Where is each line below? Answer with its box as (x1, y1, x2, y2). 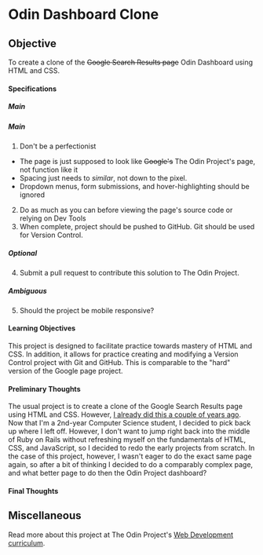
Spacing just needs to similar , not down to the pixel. (19, 173, 188, 182)
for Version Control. (19, 230, 84, 239)
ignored (19, 190, 46, 199)
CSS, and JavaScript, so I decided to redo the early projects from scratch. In (8, 444, 255, 453)
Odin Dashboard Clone (8, 5, 159, 24)
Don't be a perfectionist (19, 141, 97, 151)
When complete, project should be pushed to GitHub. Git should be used (19, 221, 255, 231)
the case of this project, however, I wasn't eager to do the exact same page (8, 451, 253, 461)
